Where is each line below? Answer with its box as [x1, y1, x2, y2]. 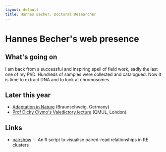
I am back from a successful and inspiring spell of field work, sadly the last [5, 66, 158, 72]
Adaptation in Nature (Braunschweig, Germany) [12, 104, 110, 110]
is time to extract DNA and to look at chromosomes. [5, 76, 111, 82]
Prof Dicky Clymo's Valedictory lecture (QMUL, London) [12, 109, 127, 115]
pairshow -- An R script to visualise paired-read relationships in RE [12, 137, 149, 143]
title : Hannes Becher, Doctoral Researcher [5, 12, 97, 17]
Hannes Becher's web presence [5, 33, 140, 45]
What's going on [5, 53, 57, 61]
